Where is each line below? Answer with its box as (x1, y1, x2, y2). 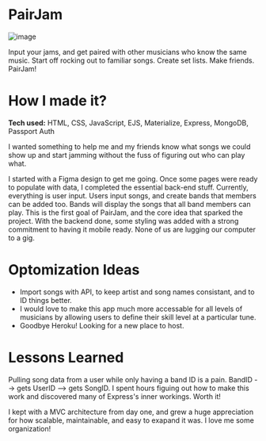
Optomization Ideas (8, 261, 140, 279)
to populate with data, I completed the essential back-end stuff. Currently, (8, 182, 249, 192)
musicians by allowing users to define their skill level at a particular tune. (19, 312, 256, 322)
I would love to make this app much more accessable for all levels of (19, 304, 243, 313)
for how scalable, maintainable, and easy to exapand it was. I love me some (8, 415, 255, 425)
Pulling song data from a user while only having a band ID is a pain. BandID (8, 374, 253, 384)
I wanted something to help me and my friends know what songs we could (8, 141, 251, 151)
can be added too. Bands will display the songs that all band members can (8, 199, 251, 209)
